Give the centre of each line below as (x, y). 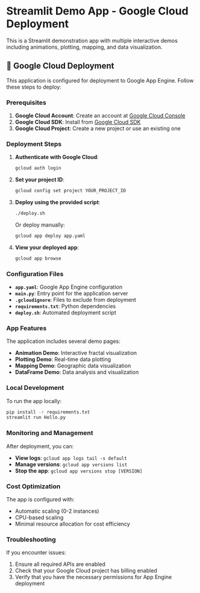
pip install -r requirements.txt (48, 412)
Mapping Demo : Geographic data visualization (73, 366)
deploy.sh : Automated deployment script (65, 313)
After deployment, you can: (40, 446)
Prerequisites (26, 102)
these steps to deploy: (34, 87)
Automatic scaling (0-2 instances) (57, 511)
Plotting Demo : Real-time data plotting (63, 359)
